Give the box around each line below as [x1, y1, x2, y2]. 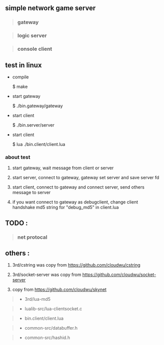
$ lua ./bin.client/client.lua [12, 141, 65, 147]
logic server [17, 32, 47, 39]
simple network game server [5, 4, 96, 12]
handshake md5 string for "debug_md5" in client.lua [12, 205, 119, 210]
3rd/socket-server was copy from [12, 272, 82, 277]
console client [17, 46, 53, 53]
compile [12, 74, 29, 80]
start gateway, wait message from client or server [12, 165, 114, 171]
